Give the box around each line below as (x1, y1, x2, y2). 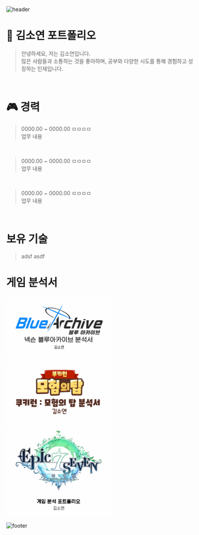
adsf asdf (21, 252, 45, 260)
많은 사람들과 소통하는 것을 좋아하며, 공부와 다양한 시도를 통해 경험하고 (21, 57, 187, 65)
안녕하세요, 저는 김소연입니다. (21, 50, 91, 57)
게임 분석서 (6, 276, 58, 289)
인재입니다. (37, 65, 63, 72)
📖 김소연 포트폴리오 (6, 29, 96, 42)
